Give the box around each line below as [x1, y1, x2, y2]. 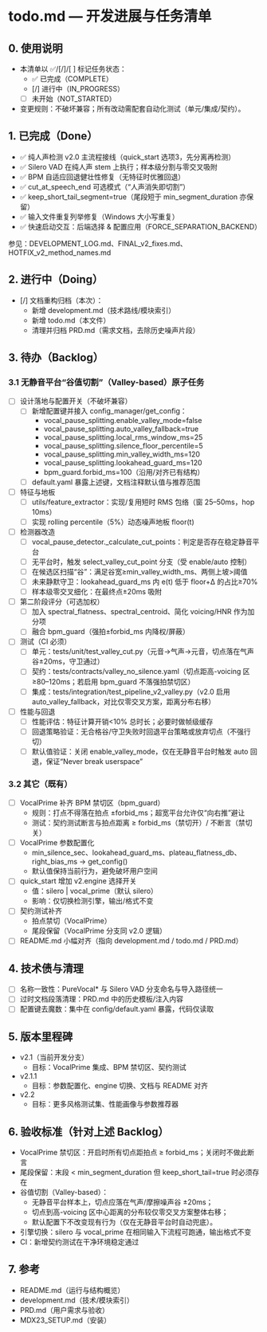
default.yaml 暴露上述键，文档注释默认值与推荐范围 [31, 477, 201, 487]
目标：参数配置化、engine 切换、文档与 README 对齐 [31, 1081, 209, 1091]
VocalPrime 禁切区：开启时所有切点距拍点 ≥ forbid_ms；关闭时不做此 [19, 1148, 248, 1158]
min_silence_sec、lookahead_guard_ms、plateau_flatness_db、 [31, 848, 241, 857]
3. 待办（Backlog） [8, 351, 104, 365]
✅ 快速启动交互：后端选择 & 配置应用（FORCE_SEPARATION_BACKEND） [19, 221, 261, 231]
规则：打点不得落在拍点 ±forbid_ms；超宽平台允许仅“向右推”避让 [31, 808, 245, 817]
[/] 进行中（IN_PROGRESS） [31, 84, 125, 93]
